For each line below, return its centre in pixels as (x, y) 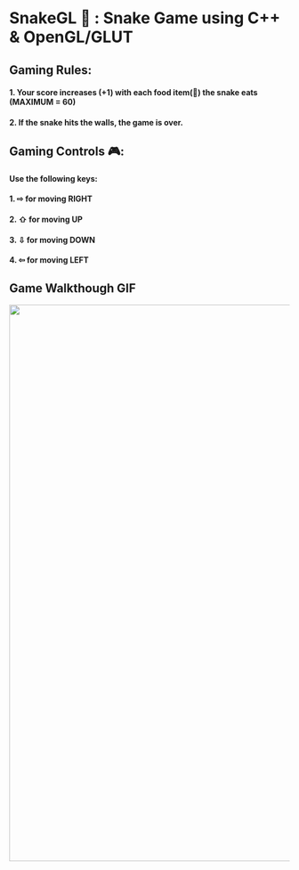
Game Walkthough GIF (73, 288)
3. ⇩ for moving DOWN (53, 240)
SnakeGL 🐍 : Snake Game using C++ (145, 18)
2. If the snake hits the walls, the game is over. (97, 122)
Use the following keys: (53, 178)
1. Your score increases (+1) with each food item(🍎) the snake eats (133, 93)
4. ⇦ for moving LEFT (49, 260)
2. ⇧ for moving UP (46, 219)
